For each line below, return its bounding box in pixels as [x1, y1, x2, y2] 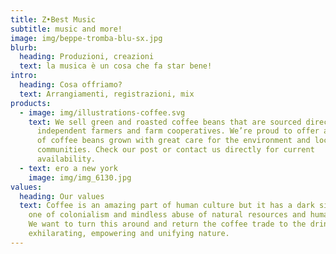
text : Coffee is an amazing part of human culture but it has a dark [19, 201, 315, 211]
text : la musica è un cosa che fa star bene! [19, 61, 213, 71]
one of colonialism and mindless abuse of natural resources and [28, 210, 307, 220]
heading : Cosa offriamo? [19, 80, 123, 90]
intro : [10, 71, 38, 81]
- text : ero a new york [19, 163, 118, 173]
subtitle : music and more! [10, 24, 123, 34]
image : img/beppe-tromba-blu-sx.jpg [10, 33, 163, 43]
